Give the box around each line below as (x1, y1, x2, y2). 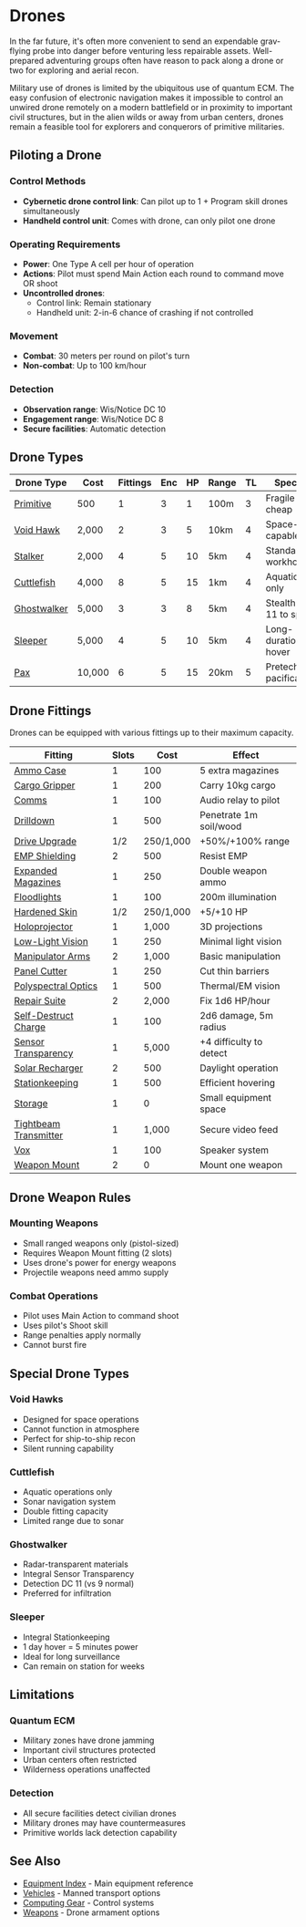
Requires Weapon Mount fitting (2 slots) (22, 1247, 173, 1259)
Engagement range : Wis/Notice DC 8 (22, 413, 164, 424)
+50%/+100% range (199, 835, 290, 848)
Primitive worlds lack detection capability (22, 1827, 178, 1838)
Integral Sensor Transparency (22, 1569, 135, 1580)
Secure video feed (199, 1124, 279, 1136)
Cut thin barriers (199, 965, 270, 978)
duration (265, 635, 302, 648)
